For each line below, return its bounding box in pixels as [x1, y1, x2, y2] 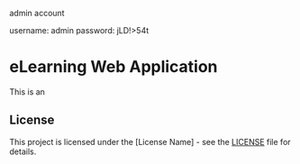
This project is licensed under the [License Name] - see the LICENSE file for [9, 136, 291, 147]
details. [9, 146, 37, 157]
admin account [9, 8, 65, 18]
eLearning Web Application [9, 57, 218, 77]
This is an [9, 86, 45, 97]
